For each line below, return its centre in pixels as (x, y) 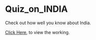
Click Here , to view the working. (37, 32)
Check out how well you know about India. (48, 23)
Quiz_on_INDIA (36, 9)
